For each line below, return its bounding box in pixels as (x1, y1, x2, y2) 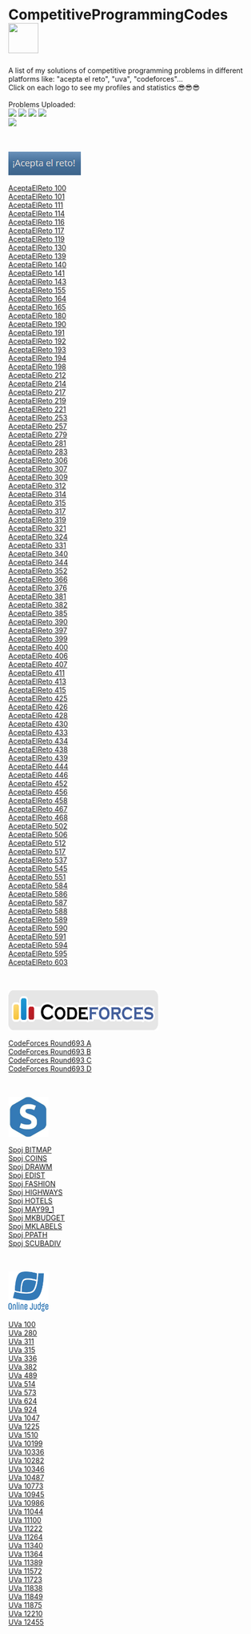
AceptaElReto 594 (8, 940, 68, 949)
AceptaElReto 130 (8, 243, 66, 252)
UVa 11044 (8, 1507, 44, 1516)
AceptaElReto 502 (8, 821, 68, 830)
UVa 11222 (8, 1524, 43, 1533)
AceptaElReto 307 (8, 464, 68, 473)
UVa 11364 (8, 1549, 43, 1559)
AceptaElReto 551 (8, 872, 66, 881)
